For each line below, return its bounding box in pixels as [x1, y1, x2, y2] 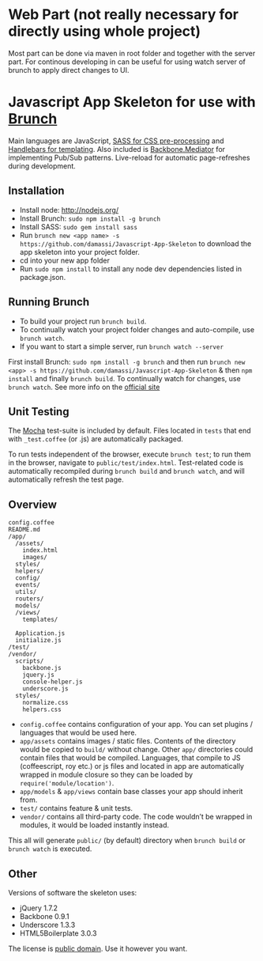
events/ [15, 581, 41, 589]
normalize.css [22, 698, 69, 707]
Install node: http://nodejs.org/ [19, 205, 119, 214]
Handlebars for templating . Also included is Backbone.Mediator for [8, 144, 226, 153]
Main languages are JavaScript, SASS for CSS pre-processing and [8, 136, 224, 146]
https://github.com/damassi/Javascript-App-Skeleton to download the [19, 239, 252, 248]
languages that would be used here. [19, 728, 137, 737]
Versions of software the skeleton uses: [8, 887, 137, 897]
